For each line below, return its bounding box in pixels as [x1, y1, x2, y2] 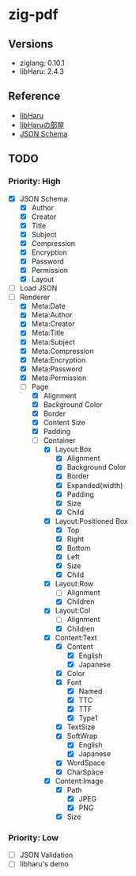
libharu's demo [19, 859, 69, 869]
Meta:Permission [31, 373, 87, 382]
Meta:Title [31, 328, 65, 338]
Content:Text [55, 632, 97, 642]
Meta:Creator [31, 319, 75, 328]
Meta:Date [31, 302, 66, 311]
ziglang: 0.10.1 [19, 58, 65, 67]
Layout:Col [55, 605, 91, 616]
